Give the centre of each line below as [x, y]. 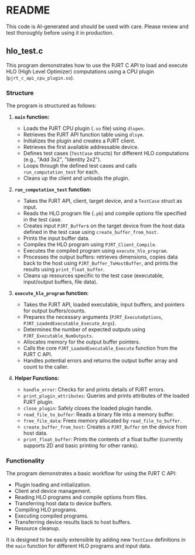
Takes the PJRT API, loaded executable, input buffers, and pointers [104, 305]
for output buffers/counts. [54, 311]
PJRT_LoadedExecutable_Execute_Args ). [70, 324]
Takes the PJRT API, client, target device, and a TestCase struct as [103, 201]
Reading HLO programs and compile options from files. [81, 497]
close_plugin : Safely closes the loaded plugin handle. [88, 408]
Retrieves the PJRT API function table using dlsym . [84, 135]
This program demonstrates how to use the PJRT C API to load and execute [97, 65]
